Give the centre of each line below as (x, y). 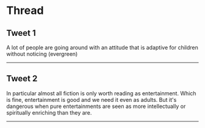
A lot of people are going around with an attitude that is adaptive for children (102, 47)
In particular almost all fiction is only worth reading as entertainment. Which (101, 93)
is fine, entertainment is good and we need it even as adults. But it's (92, 99)
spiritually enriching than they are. (49, 112)
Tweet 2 (22, 79)
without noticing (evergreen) (42, 54)
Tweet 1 (21, 33)
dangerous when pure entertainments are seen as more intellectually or (96, 106)
